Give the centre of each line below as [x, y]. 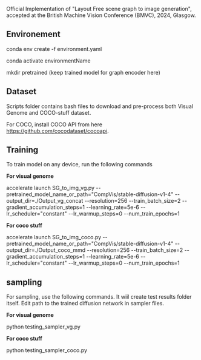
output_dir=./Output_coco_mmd [46, 250]
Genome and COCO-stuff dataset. [49, 112]
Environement [33, 34]
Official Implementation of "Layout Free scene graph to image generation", [99, 9]
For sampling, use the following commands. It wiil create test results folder [99, 297]
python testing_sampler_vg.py [43, 327]
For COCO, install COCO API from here [54, 124]
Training [22, 150]
